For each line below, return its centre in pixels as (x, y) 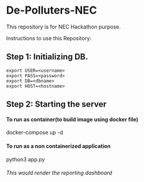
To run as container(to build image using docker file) (72, 119)
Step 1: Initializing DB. (47, 57)
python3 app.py (26, 159)
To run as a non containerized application (59, 146)
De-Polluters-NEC (51, 10)
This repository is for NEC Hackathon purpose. (63, 27)
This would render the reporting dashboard (59, 173)
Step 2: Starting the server (57, 104)
